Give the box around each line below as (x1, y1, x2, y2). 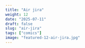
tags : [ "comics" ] (5, 30, 42, 35)
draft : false (5, 21, 33, 26)
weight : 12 (5, 12, 28, 17)
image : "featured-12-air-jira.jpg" (5, 35, 80, 40)
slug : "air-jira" (5, 26, 42, 31)
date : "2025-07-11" (5, 16, 47, 21)
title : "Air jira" (5, 7, 44, 12)
